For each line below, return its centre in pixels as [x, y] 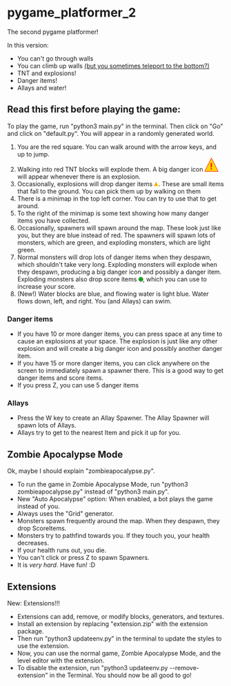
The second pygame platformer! [53, 32]
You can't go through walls [55, 58]
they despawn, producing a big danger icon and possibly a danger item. [119, 272]
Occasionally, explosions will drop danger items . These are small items [120, 183]
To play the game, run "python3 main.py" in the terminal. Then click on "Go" [115, 126]
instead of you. [38, 506]
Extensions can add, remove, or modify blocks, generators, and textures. [120, 616]
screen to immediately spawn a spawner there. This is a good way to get [120, 371]
